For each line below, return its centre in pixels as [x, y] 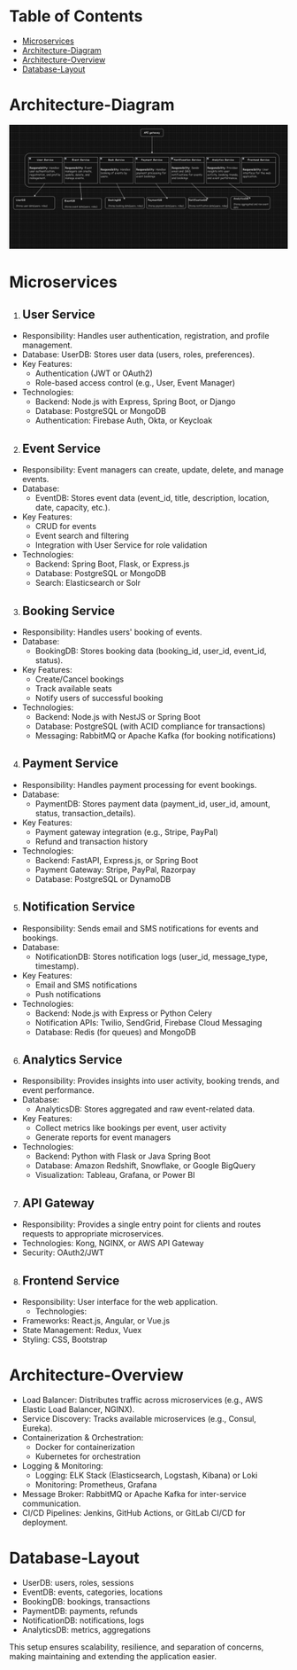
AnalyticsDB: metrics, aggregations [86, 1629]
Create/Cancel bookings [80, 679]
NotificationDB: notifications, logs [83, 1620]
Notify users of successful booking [99, 698]
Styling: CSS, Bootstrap [65, 1339]
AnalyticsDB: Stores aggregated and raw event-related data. [145, 1109]
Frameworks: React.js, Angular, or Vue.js [96, 1321]
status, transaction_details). [85, 813]
